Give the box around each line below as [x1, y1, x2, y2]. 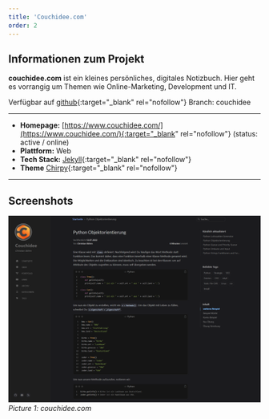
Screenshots [8, 193, 74, 208]
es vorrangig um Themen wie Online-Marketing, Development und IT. [8, 82, 238, 92]
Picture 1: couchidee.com [8, 404, 92, 413]
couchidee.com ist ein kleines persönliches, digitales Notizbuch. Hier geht [8, 73, 255, 83]
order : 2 [8, 21, 38, 30]
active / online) [19, 137, 70, 148]
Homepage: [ [19, 120, 65, 130]
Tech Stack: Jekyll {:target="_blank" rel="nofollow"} [19, 155, 192, 165]
